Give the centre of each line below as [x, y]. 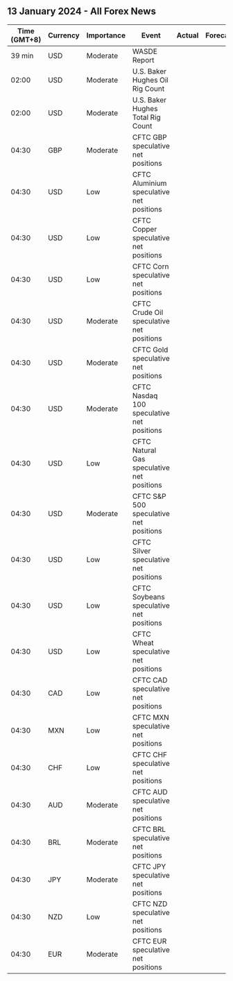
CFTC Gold [150, 350]
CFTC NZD [150, 903]
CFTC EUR [149, 941]
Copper [145, 229]
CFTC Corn [150, 266]
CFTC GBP [150, 137]
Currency [63, 35]
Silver [141, 551]
